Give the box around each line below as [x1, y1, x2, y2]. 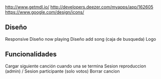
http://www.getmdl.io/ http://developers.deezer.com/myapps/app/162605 [5, 4, 154, 10]
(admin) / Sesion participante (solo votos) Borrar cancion [5, 68, 120, 74]
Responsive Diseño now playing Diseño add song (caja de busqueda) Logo [5, 36, 157, 42]
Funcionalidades [5, 50, 57, 59]
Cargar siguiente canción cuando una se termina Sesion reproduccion [5, 63, 146, 69]
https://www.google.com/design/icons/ [5, 9, 85, 15]
